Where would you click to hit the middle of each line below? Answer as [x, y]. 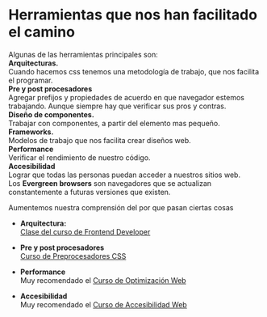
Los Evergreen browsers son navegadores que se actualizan [110, 183]
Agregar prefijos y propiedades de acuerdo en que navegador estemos [126, 97]
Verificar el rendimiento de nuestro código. [79, 157]
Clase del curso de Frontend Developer [85, 231]
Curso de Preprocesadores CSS [73, 256]
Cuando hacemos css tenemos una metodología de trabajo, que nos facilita [134, 71]
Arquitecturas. [33, 63]
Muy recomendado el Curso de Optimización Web [103, 280]
